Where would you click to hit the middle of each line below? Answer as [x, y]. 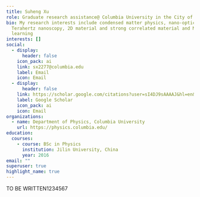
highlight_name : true [33, 172]
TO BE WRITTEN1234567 [37, 188]
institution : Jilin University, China [70, 150]
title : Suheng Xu [28, 12]
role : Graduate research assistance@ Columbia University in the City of [100, 17]
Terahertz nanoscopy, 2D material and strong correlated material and [101, 28]
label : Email [33, 72]
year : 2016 [35, 155]
